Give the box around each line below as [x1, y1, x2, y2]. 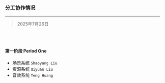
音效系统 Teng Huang [12, 72, 53, 78]
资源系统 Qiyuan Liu [12, 66, 53, 72]
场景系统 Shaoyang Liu [12, 60, 57, 66]
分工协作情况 [5, 4, 36, 11]
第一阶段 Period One [5, 48, 47, 54]
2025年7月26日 [17, 21, 49, 27]
